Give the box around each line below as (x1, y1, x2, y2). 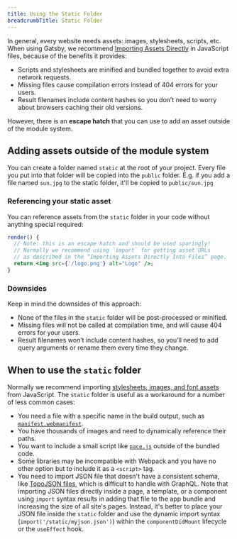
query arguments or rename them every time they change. (17, 343, 189, 352)
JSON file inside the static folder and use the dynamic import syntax (17, 509, 221, 518)
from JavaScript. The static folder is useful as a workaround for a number (7, 390, 226, 399)
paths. (17, 434, 37, 443)
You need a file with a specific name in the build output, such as (17, 411, 205, 420)
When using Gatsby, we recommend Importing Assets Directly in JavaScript (7, 44, 229, 52)
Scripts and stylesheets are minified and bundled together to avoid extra (17, 65, 229, 74)
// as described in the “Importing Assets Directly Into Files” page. (13, 253, 227, 261)
